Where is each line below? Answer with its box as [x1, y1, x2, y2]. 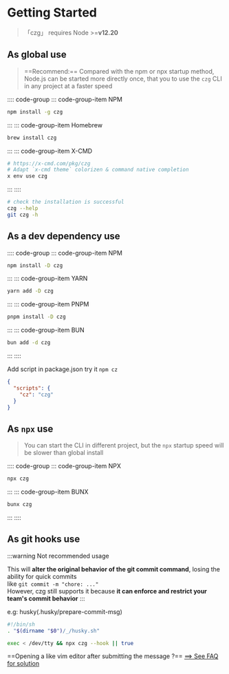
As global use [7, 49, 67, 61]
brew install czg [7, 134, 57, 141]
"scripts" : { [13, 384, 51, 392]
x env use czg [7, 173, 48, 180]
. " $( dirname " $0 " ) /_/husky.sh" [7, 627, 100, 634]
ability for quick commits [7, 572, 77, 580]
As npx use [7, 423, 54, 434]
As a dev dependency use [7, 231, 120, 242]
